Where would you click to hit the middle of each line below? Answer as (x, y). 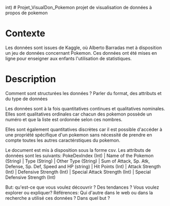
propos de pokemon (27, 13)
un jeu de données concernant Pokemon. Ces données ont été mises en (81, 53)
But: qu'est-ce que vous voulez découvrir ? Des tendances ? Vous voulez (82, 187)
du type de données (27, 99)
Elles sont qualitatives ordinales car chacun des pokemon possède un (79, 114)
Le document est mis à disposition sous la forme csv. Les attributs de (78, 150)
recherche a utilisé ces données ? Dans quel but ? (58, 198)
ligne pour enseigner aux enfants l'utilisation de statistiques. (68, 58)
